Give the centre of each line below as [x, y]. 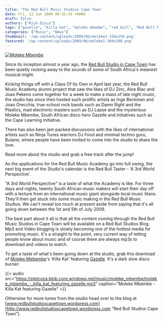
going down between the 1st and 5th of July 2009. [55, 209]
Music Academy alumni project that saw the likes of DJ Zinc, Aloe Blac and [80, 89]
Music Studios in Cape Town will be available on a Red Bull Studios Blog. [77, 224]
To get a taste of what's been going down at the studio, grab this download [80, 254]
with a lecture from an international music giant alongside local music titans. [81, 193]
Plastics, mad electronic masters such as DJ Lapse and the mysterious [76, 110]
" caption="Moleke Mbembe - [125, 284]
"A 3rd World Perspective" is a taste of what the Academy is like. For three [79, 183]
